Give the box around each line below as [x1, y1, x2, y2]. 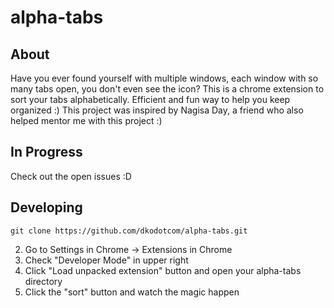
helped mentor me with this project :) [10, 115, 163, 126]
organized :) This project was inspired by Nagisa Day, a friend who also [10, 104, 304, 116]
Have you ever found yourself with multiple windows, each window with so [10, 72, 319, 84]
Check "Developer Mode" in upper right [24, 254, 189, 266]
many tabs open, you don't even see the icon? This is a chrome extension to [10, 83, 325, 95]
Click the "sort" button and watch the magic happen [24, 286, 240, 298]
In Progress [10, 144, 83, 161]
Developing [10, 199, 83, 216]
